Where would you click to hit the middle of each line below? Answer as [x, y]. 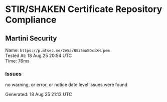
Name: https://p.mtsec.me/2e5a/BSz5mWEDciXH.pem [58, 50]
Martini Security [31, 38]
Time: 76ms [17, 61]
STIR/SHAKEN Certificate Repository [84, 9]
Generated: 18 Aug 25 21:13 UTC [39, 94]
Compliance [31, 20]
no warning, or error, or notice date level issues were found [66, 85]
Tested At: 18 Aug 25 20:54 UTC [39, 55]
